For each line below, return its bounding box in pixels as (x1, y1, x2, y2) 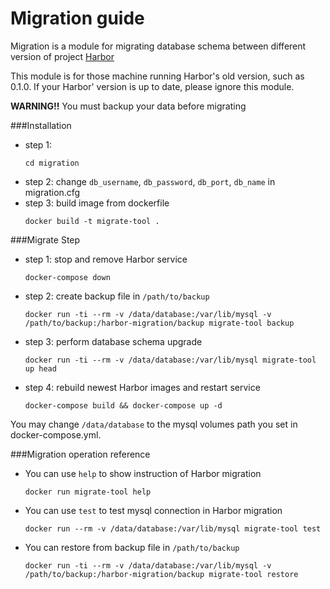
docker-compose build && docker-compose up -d (24, 400, 223, 411)
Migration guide (10, 7, 145, 30)
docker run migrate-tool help (24, 487, 152, 497)
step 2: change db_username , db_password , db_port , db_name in (24, 175, 276, 187)
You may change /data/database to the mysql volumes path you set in (10, 418, 298, 430)
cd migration (24, 158, 80, 168)
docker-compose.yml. (10, 428, 102, 441)
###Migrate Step (10, 233, 81, 246)
